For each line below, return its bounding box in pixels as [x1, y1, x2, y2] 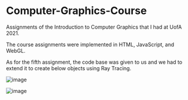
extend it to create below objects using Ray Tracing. [6, 64, 132, 71]
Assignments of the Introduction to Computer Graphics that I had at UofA [6, 23, 182, 30]
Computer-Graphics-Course [6, 4, 147, 18]
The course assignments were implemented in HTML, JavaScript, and [6, 41, 175, 48]
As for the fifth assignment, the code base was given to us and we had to [6, 58, 183, 65]
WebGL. [6, 47, 26, 54]
